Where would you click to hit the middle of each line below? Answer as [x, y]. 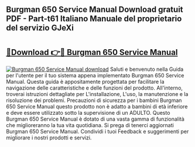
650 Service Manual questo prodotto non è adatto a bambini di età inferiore [97, 107]
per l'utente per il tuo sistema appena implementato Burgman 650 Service [95, 75]
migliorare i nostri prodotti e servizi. [49, 138]
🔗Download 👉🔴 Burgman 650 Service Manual [92, 52]
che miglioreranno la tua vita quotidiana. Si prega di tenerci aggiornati [90, 125]
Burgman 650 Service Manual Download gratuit [95, 10]
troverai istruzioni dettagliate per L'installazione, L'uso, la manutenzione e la [97, 94]
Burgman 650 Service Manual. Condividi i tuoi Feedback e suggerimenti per [97, 131]
